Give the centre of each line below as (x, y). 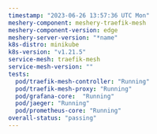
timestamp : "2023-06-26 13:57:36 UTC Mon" (79, 15)
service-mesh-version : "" (50, 67)
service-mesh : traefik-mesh (54, 60)
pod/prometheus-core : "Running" (69, 111)
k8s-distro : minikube (44, 45)
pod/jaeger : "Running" (52, 103)
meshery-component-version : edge (63, 30)
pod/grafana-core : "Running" (65, 96)
